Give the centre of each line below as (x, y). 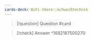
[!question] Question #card (44, 23)
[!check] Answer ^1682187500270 (51, 33)
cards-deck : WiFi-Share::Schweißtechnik (46, 10)
